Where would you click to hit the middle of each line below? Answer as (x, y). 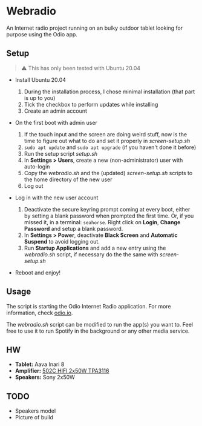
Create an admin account (56, 111)
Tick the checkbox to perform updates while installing (91, 104)
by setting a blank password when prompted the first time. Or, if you (109, 216)
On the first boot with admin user (56, 122)
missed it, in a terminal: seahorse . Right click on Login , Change (102, 222)
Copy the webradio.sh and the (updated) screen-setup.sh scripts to (108, 173)
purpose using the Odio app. (42, 34)
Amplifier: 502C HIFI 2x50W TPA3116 (62, 371)
